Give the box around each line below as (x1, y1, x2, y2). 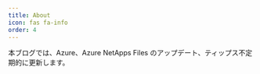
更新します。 (28, 58, 70, 67)
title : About (8, 11, 51, 19)
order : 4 (8, 26, 37, 33)
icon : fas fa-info (8, 19, 68, 26)
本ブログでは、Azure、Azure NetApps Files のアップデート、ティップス (8, 48, 239, 58)
